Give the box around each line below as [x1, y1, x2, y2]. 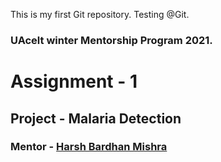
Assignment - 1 [10, 70, 138, 93]
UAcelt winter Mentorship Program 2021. [10, 33, 213, 47]
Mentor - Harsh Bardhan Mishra [10, 140, 168, 154]
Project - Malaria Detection [10, 110, 182, 127]
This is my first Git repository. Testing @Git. [10, 9, 190, 20]
